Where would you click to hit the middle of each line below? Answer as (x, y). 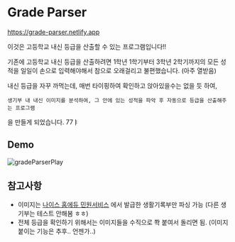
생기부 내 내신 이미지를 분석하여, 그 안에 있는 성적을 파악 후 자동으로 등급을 (106, 100)
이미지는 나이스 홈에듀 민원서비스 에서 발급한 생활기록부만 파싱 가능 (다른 (118, 204)
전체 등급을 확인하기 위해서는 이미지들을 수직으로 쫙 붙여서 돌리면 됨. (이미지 (123, 222)
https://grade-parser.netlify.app (54, 32)
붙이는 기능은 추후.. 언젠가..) (56, 231)
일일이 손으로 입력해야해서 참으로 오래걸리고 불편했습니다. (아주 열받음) (118, 70)
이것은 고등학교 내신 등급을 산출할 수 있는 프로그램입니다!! (87, 46)
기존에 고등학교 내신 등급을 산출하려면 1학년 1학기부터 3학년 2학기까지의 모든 (113, 62)
